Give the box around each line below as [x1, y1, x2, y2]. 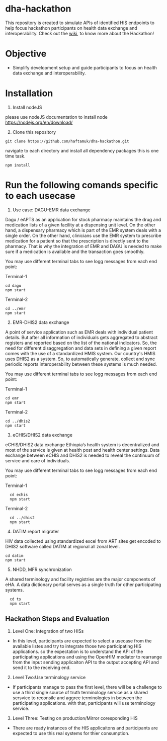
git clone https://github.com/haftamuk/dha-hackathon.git [5, 139, 129, 144]
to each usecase [5, 190, 75, 201]
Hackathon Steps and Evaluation [5, 615, 110, 623]
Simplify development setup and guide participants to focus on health [12, 64, 157, 70]
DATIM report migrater [12, 528, 59, 534]
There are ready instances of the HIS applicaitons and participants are [12, 725, 158, 731]
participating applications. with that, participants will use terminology [12, 700, 156, 706]
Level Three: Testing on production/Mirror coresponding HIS [12, 715, 138, 721]
